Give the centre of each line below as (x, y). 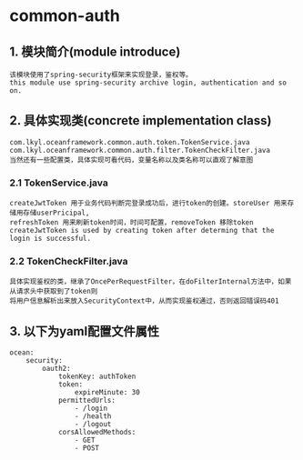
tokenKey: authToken (97, 377)
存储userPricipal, (56, 213)
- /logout (93, 425)
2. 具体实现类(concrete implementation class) (141, 120)
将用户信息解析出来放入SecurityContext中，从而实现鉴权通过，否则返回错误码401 (144, 301)
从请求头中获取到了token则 (54, 292)
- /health (93, 416)
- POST (87, 448)
